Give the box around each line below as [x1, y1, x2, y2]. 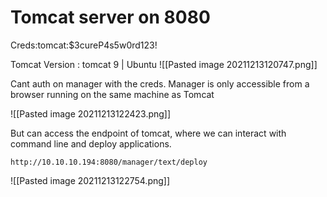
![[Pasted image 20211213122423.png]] [10, 107, 172, 120]
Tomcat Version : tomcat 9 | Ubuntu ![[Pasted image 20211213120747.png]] [10, 58, 318, 70]
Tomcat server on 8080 [10, 6, 211, 29]
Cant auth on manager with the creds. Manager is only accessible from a [10, 77, 310, 90]
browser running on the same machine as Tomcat [10, 88, 215, 100]
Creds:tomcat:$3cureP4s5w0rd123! [10, 39, 158, 51]
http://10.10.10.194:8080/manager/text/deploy [10, 157, 208, 167]
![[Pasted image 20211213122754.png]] [10, 174, 171, 186]
